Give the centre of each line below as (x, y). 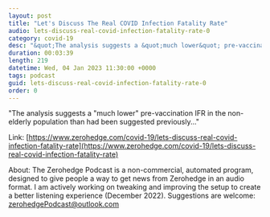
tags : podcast (32, 76)
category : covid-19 (41, 38)
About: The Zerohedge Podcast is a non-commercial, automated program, (131, 170)
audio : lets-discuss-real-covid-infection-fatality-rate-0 (109, 31)
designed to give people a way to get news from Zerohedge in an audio (127, 178)
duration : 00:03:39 (41, 53)
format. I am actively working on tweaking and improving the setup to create (135, 187)
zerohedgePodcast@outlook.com (64, 204)
